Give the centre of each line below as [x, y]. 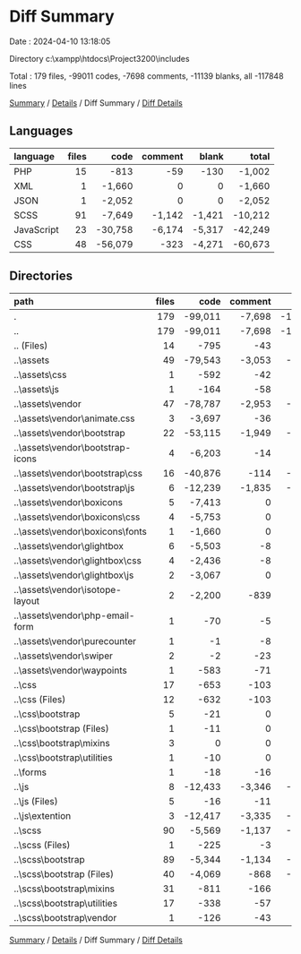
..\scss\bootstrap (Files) [64, 873]
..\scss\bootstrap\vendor [65, 917]
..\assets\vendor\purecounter [75, 640]
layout [27, 600]
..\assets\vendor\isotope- [68, 589]
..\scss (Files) [42, 845]
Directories [41, 276]
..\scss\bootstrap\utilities [66, 903]
